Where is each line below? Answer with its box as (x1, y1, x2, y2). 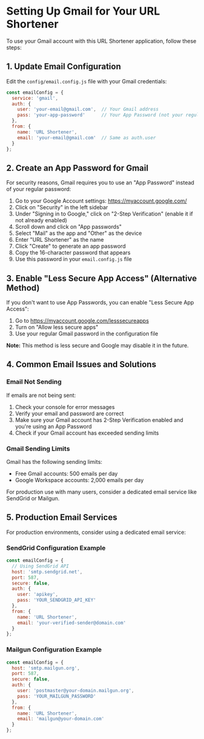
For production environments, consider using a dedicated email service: (6, 528, 186, 536)
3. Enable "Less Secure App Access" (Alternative (6, 273, 197, 284)
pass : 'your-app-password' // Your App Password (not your (17, 112, 183, 118)
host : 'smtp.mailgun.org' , (12, 665, 80, 671)
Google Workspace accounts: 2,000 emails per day (15, 476, 144, 483)
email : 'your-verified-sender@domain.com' (17, 620, 126, 626)
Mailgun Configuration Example (6, 645, 102, 654)
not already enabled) (15, 217, 67, 224)
